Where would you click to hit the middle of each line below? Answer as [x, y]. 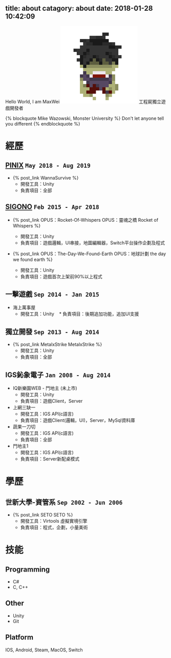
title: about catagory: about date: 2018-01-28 [79, 8]
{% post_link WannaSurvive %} [46, 177]
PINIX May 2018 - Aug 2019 [48, 165]
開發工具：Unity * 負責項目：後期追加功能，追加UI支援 [80, 314]
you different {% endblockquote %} [43, 123]
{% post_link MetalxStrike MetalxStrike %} [57, 345]
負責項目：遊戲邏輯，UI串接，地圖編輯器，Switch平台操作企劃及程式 [93, 243]
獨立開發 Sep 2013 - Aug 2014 [52, 332]
